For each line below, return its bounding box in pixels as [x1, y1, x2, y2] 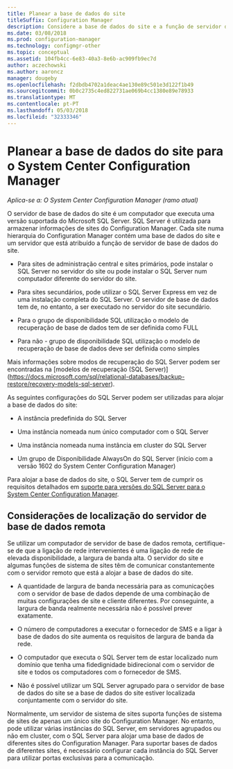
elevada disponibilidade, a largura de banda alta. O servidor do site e [7, 554, 204, 562]
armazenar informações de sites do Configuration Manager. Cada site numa [7, 223, 224, 233]
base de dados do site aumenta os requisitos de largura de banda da [17, 632, 214, 641]
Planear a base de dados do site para [7, 143, 224, 159]
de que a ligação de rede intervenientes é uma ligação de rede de [15, 546, 203, 555]
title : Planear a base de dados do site [7, 10, 126, 17]
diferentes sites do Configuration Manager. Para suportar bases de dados [7, 739, 218, 747]
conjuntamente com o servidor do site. [17, 696, 128, 704]
